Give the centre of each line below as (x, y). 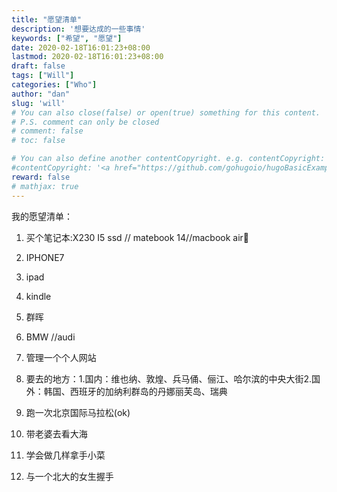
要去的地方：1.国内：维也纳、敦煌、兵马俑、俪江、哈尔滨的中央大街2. (169, 378)
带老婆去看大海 (56, 433)
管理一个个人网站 (61, 357)
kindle (38, 296)
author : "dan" (41, 94)
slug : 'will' (38, 103)
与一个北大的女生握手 (69, 476)
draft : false (38, 66)
